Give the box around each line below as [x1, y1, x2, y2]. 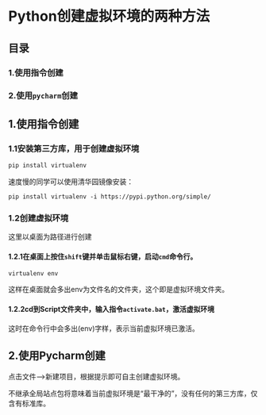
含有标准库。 [8, 398, 50, 408]
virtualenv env [8, 270, 59, 278]
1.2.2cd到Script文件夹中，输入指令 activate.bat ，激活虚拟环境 [8, 305, 214, 314]
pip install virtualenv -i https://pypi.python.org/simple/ [8, 192, 212, 201]
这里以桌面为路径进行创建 [8, 232, 92, 242]
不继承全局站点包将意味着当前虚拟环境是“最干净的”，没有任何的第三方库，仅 [8, 388, 258, 398]
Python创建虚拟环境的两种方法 [8, 7, 210, 25]
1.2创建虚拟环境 [8, 212, 69, 223]
